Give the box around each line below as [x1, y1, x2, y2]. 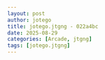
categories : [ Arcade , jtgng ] [7, 36, 92, 43]
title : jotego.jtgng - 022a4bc [7, 23, 99, 30]
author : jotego [7, 17, 52, 23]
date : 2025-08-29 [7, 29, 58, 37]
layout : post [7, 10, 45, 17]
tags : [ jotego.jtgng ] [7, 42, 71, 49]
